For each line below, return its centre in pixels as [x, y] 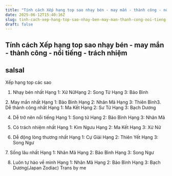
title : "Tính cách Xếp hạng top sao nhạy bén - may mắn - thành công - [83, 10]
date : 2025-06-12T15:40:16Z [35, 15]
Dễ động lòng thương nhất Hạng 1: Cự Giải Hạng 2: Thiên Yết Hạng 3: [85, 137]
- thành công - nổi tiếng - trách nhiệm [66, 53]
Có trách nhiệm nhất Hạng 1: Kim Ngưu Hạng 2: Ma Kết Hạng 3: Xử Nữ [87, 128]
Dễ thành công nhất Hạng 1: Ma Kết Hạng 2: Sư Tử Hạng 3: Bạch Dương [81, 108]
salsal [15, 70]
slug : [11, 19]
